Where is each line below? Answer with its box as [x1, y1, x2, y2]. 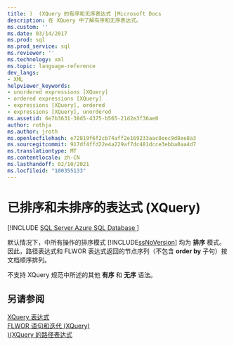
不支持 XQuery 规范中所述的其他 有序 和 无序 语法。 [7, 270, 157, 278]
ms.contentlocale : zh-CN [7, 154, 80, 162]
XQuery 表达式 [7, 313, 50, 321]
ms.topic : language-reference [7, 63, 96, 70]
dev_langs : [7, 69, 39, 76]
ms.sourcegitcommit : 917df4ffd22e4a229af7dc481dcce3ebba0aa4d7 [7, 141, 197, 148]
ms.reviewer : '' [7, 50, 55, 57]
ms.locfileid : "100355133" [7, 167, 86, 174]
